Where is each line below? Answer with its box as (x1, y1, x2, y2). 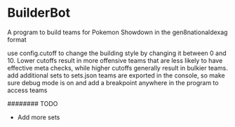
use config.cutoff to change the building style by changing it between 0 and (7, 49, 227, 57)
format (7, 35, 27, 43)
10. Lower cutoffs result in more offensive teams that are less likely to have (7, 56, 223, 64)
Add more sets (17, 113, 60, 121)
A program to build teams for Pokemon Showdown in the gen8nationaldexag (7, 28, 228, 36)
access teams (7, 86, 48, 94)
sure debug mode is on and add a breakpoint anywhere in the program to (7, 78, 219, 87)
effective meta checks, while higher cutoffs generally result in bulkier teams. (7, 63, 228, 72)
